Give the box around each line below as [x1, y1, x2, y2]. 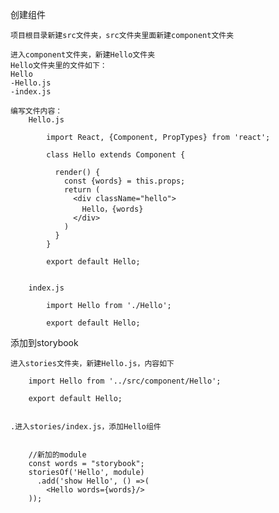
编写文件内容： [10, 106, 63, 116]
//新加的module [28, 450, 87, 460]
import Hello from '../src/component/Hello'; [28, 376, 222, 386]
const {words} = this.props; [63, 176, 186, 186]
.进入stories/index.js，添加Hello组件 [10, 422, 162, 432]
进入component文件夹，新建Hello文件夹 [10, 50, 156, 60]
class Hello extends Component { [46, 150, 186, 160]
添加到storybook [10, 337, 79, 348]
